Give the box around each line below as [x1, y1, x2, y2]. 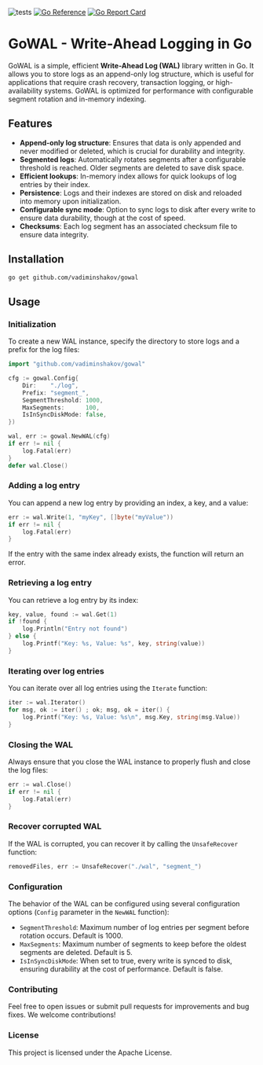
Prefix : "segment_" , [22, 389, 89, 397]
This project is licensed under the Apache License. [8, 1048, 173, 1057]
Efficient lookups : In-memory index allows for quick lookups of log [19, 171, 237, 181]
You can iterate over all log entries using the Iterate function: [8, 684, 208, 693]
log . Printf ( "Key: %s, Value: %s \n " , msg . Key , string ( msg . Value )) [22, 713, 241, 721]
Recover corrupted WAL [8, 821, 102, 832]
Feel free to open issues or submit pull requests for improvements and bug [8, 1002, 250, 1012]
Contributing [8, 983, 58, 994]
